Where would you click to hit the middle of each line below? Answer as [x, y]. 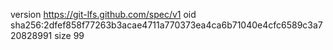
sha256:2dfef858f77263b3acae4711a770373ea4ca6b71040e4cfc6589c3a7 [166, 25]
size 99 [69, 35]
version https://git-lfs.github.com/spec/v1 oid [103, 14]
